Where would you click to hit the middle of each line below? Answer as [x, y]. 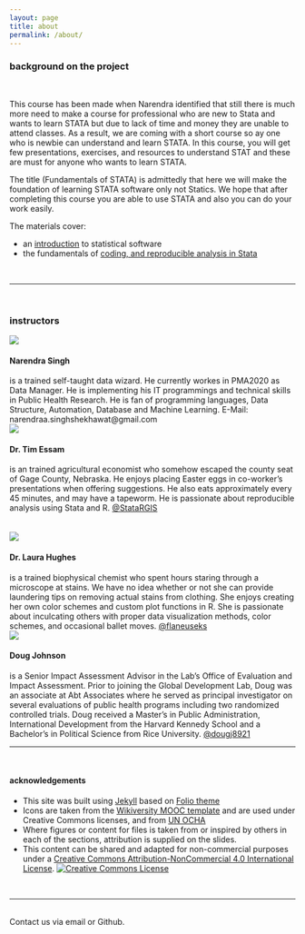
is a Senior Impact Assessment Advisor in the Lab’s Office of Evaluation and [151, 676]
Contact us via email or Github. [67, 921]
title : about [34, 26]
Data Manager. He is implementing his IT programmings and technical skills [150, 391]
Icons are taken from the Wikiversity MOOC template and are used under [159, 810]
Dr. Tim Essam [37, 449]
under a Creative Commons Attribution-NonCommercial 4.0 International [158, 859]
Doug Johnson [38, 656]
